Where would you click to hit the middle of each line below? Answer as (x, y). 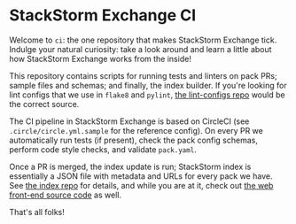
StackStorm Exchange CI (103, 15)
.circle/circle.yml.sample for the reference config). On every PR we (136, 130)
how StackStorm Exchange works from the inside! (101, 58)
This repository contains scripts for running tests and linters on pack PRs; (143, 75)
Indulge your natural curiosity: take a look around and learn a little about (140, 49)
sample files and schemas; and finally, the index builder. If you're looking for (148, 85)
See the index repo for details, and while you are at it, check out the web (141, 185)
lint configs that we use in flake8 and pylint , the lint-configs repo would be (147, 95)
